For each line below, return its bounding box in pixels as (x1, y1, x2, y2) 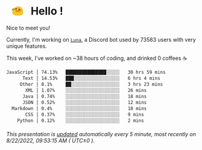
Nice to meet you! (6, 24, 51, 31)
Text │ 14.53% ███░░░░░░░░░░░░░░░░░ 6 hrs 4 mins (22, 76, 161, 82)
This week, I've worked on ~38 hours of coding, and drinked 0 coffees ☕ (6, 54, 188, 62)
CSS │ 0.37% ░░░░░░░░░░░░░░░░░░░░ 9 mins (25, 112, 145, 118)
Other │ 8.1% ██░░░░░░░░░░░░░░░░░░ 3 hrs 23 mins (19, 82, 163, 88)
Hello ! (30, 4, 63, 18)
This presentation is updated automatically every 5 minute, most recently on (6, 130, 196, 137)
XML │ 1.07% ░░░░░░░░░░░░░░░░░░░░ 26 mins (25, 88, 147, 94)
